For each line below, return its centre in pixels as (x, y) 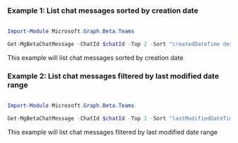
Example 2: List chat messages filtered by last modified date (113, 76)
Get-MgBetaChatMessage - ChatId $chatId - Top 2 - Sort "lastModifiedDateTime (121, 119)
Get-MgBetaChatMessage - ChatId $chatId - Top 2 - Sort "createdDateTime (114, 45)
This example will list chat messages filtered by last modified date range (113, 132)
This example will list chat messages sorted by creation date (96, 58)
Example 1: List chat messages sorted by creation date (103, 11)
